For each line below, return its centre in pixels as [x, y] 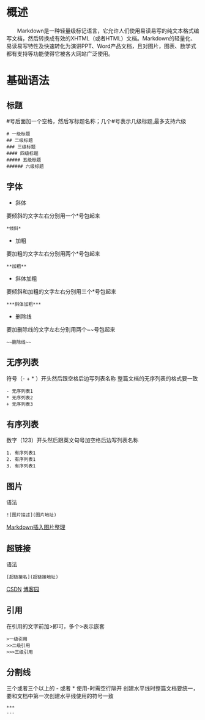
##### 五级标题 [24, 160]
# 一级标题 [18, 134]
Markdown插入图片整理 [36, 527]
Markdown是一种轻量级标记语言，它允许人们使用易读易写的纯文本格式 [106, 31]
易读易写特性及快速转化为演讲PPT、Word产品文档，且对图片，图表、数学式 [102, 46]
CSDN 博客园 [23, 589]
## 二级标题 [20, 140]
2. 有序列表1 [21, 460]
